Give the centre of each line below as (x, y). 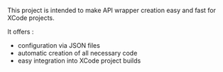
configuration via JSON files (59, 45)
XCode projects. (31, 18)
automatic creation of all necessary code (77, 53)
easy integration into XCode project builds (79, 61)
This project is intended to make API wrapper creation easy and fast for (112, 10)
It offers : (21, 32)
